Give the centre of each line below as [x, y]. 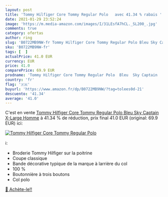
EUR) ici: [14, 123]
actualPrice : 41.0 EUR [29, 56]
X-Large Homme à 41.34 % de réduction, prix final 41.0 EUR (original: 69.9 [81, 118]
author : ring [19, 38]
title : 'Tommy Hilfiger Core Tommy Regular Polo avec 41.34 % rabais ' [84, 15]
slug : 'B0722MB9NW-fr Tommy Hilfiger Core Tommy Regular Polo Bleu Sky [81, 43]
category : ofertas [24, 33]
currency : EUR [20, 61]
